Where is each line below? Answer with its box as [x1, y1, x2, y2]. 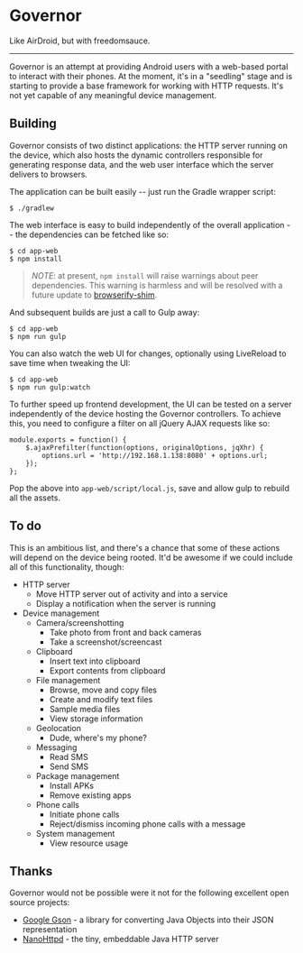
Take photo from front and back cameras [49, 627, 202, 637]
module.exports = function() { [9, 435, 127, 444]
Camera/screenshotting [35, 617, 124, 628]
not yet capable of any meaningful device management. [9, 89, 217, 100]
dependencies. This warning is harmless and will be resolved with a [31, 279, 283, 290]
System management [35, 828, 115, 838]
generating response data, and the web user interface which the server [9, 159, 274, 170]
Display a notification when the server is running [35, 598, 216, 609]
